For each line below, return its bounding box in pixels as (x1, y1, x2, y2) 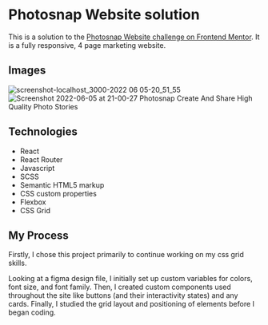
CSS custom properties (19, 188, 98, 198)
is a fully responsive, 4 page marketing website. (8, 40, 166, 50)
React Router (19, 154, 63, 164)
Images (8, 64, 46, 77)
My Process (8, 228, 70, 242)
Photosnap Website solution (8, 6, 200, 24)
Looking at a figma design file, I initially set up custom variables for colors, (8, 274, 254, 283)
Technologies (8, 125, 78, 139)
